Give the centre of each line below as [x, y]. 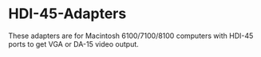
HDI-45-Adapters [67, 14]
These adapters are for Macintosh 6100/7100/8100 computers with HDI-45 [131, 36]
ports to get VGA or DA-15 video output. [74, 44]
